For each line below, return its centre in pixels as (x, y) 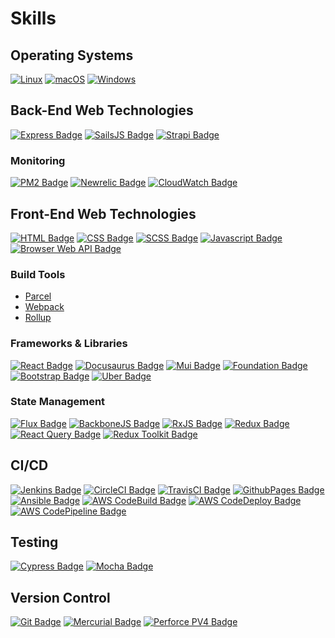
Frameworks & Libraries (69, 344)
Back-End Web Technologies (102, 110)
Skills (33, 18)
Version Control (60, 597)
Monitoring (38, 160)
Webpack (44, 307)
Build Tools (38, 274)
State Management (58, 402)
